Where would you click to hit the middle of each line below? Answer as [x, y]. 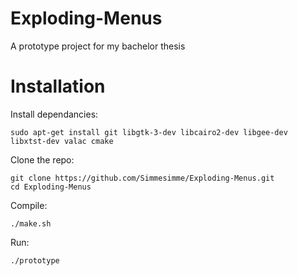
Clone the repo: [42, 159]
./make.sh [31, 223]
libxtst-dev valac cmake [62, 141]
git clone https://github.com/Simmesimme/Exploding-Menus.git [142, 178]
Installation [58, 86]
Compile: [29, 205]
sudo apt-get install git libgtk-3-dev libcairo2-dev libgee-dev [149, 132]
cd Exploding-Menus [51, 187]
